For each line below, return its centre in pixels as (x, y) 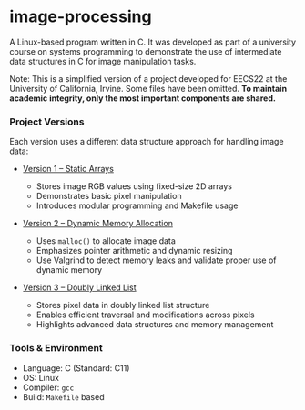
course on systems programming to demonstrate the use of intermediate (146, 51)
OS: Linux (41, 377)
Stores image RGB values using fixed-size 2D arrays (134, 186)
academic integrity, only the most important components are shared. (142, 98)
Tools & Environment (56, 348)
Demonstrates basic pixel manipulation (109, 196)
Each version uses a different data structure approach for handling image (147, 142)
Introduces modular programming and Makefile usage (137, 205)
